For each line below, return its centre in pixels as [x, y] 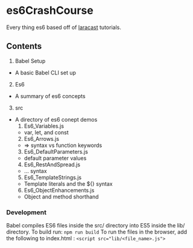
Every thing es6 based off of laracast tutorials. [64, 27]
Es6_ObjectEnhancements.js [59, 190]
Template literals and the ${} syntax [68, 184]
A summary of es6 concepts [50, 96]
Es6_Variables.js [44, 126]
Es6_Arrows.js [41, 139]
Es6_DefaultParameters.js [56, 151]
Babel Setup [30, 60]
